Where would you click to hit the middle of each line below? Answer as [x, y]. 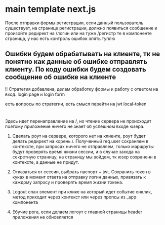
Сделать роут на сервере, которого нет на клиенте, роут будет [79, 136]
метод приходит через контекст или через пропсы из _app [74, 197]
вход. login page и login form [35, 94]
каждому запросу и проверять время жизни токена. [68, 182]
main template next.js [51, 9]
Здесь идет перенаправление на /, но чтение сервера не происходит [78, 121]
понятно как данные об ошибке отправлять [76, 62]
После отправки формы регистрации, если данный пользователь [74, 23]
